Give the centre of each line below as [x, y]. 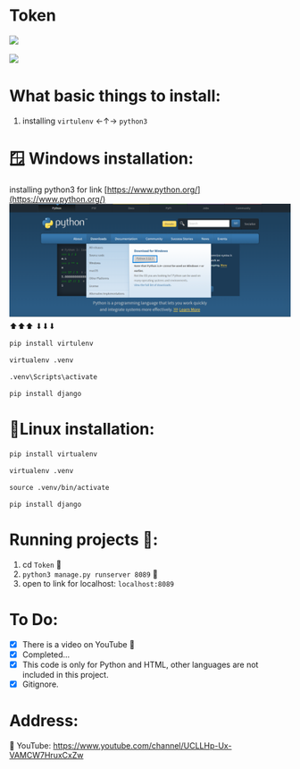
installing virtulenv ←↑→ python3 [85, 121]
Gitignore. [41, 684]
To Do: [34, 620]
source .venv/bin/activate [59, 487]
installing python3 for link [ [58, 190]
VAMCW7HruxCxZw [46, 756]
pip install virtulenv [51, 344]
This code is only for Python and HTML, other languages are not [140, 664]
